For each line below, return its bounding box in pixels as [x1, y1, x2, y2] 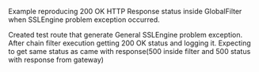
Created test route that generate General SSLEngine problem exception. [8, 31, 243, 39]
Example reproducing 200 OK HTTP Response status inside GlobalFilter [8, 7, 242, 16]
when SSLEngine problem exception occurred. [8, 15, 160, 24]
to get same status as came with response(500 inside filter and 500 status [8, 47, 251, 56]
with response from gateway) [8, 55, 105, 64]
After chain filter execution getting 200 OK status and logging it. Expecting [8, 38, 251, 48]
